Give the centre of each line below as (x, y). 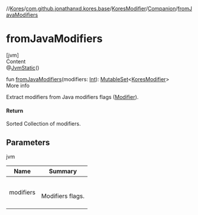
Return (15, 110)
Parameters (28, 142)
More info (18, 85)
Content (16, 61)
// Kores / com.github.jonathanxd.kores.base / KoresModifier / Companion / (92, 9)
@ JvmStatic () (23, 68)
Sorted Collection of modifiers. (43, 124)
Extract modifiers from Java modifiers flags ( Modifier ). (72, 97)
